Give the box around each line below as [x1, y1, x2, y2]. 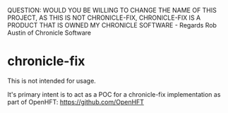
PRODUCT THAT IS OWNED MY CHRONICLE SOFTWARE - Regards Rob [7, 21, 217, 29]
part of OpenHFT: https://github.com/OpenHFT [7, 97, 145, 106]
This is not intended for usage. [7, 76, 97, 85]
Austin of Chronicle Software [7, 28, 92, 37]
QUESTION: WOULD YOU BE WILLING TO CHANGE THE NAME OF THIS [7, 6, 217, 14]
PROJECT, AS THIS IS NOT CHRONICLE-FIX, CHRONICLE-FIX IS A [7, 13, 201, 22]
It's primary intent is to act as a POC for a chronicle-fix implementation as [7, 90, 221, 98]
